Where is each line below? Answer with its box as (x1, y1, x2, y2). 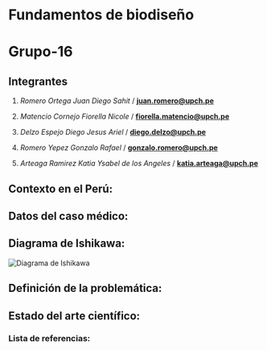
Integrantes (8, 74, 68, 88)
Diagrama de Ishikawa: (8, 236, 125, 251)
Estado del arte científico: (8, 309, 141, 323)
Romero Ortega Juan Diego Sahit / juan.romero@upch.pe (19, 96, 215, 106)
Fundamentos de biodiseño (8, 6, 195, 24)
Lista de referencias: (8, 333, 91, 344)
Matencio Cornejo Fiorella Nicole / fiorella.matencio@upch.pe (19, 111, 230, 122)
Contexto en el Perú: (8, 181, 113, 195)
